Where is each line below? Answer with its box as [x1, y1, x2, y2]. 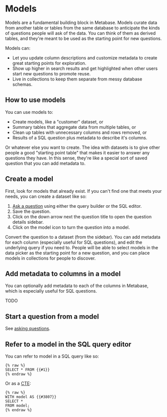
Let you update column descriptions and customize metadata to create [12, 54, 158, 60]
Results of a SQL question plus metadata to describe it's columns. [12, 134, 148, 140]
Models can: [5, 45, 31, 51]
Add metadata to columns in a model [5, 269, 121, 278]
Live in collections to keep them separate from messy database [12, 76, 143, 82]
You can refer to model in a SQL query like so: [5, 353, 99, 359]
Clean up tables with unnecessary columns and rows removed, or [12, 129, 147, 135]
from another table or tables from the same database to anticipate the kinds [5, 24, 160, 30]
